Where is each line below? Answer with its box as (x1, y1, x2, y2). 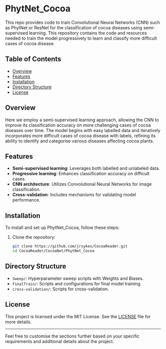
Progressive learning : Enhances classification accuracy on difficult (12, 171, 150, 177)
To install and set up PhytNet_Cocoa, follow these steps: (5, 224, 120, 231)
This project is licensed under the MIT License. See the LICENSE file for (5, 313, 151, 319)
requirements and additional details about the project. (5, 338, 115, 344)
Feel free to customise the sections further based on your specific (5, 333, 140, 339)
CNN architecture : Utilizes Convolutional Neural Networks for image (12, 181, 152, 187)
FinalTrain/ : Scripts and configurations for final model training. (12, 280, 142, 286)
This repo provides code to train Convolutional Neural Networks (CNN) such (5, 19, 160, 25)
